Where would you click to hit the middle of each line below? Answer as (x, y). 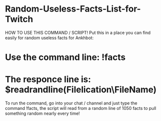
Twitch (19, 19)
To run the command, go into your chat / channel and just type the (71, 103)
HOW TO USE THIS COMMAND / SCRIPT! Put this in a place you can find (78, 32)
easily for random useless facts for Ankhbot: (49, 38)
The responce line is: (48, 80)
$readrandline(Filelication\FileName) (81, 90)
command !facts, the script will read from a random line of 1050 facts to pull (81, 108)
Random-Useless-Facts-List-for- (73, 9)
